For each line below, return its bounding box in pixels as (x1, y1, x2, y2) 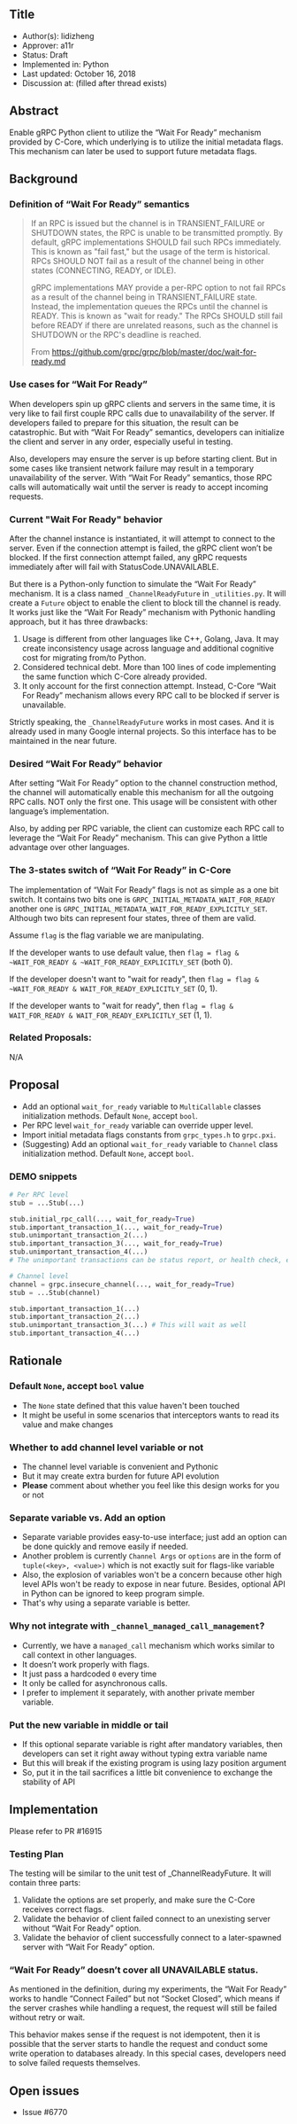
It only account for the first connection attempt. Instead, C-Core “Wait (21, 680, 277, 691)
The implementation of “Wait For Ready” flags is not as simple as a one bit (9, 884, 279, 894)
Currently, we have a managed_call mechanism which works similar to (21, 1640, 276, 1651)
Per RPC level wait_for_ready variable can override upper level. (21, 1120, 254, 1130)
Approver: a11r (21, 40, 74, 51)
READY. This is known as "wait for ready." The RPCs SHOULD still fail (30, 310, 283, 322)
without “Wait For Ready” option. (21, 1923, 141, 1933)
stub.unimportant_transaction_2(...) (9, 1231, 148, 1240)
